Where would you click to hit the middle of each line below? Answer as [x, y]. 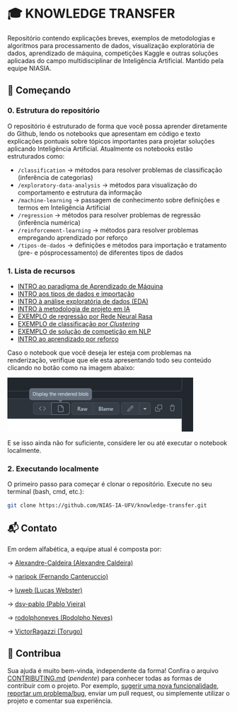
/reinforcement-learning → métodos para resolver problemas [108, 230]
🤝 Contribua [34, 654]
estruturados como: [36, 156]
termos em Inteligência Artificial [64, 207]
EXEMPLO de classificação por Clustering [79, 323]
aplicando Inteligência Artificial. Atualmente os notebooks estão [100, 149]
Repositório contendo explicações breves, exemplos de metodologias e [111, 38]
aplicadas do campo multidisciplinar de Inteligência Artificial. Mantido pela [116, 60]
